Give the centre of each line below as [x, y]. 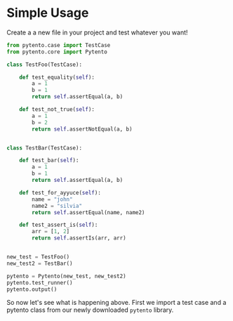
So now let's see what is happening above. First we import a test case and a [116, 303]
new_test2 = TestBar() [40, 263]
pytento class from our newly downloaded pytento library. [90, 310]
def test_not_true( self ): [57, 110]
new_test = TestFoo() [38, 257]
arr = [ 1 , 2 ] [51, 232]
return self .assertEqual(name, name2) [88, 212]
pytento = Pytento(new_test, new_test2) [67, 276]
